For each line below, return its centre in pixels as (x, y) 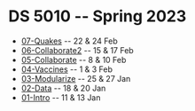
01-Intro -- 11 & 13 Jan (61, 97)
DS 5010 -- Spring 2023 (97, 16)
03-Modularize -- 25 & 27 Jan (76, 78)
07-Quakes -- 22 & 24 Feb (69, 41)
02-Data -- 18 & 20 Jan (63, 88)
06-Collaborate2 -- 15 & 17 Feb (77, 50)
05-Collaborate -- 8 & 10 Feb (74, 59)
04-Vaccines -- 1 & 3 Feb (66, 69)
